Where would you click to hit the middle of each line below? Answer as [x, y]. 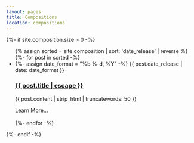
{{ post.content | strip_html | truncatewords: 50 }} [76, 98]
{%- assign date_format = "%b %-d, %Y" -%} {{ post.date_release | [98, 64]
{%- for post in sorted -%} [47, 58]
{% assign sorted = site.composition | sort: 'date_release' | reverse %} [101, 51]
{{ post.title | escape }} [49, 86]
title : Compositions [32, 17]
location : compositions [36, 23]
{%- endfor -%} [34, 123]
